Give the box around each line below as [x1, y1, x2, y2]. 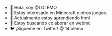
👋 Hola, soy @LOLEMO [9, 5, 57, 10]
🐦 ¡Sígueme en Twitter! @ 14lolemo [9, 26, 84, 31]
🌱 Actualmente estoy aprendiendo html [9, 15, 90, 20]
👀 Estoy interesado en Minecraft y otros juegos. [9, 10, 108, 16]
